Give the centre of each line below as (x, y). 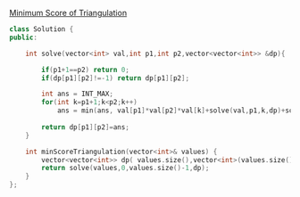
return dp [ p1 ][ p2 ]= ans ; (85, 127)
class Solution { (42, 29)
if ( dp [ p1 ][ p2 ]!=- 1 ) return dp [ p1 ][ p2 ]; (116, 78)
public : (24, 37)
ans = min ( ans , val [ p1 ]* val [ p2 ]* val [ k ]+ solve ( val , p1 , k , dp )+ (171, 111)
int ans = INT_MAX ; (78, 94)
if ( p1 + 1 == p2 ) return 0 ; (85, 70)
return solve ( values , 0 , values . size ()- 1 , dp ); (125, 168)
